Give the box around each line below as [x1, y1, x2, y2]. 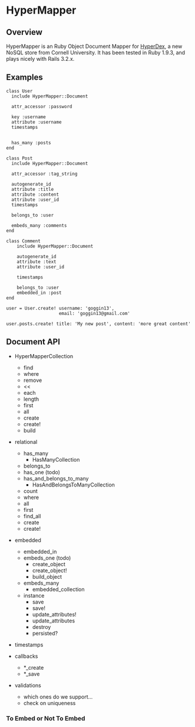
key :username [11, 113, 46, 120]
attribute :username [11, 119, 62, 125]
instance [23, 592, 45, 599]
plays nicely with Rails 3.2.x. [6, 56, 75, 62]
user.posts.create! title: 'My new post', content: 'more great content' [6, 320, 191, 327]
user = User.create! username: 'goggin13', [6, 305, 115, 311]
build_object [32, 573, 62, 580]
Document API [6, 337, 61, 347]
